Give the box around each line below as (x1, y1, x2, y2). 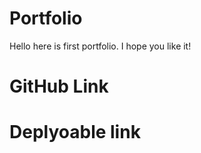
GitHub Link (9, 75, 109, 98)
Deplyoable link (9, 121, 141, 144)
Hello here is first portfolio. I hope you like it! (9, 40, 192, 52)
